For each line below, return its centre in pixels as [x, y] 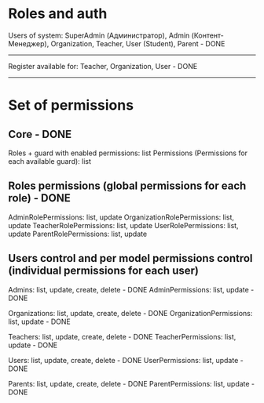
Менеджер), [29, 43]
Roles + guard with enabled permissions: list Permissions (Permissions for [128, 153]
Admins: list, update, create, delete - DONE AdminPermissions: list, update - [131, 289]
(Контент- [207, 35]
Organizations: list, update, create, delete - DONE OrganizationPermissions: [130, 313]
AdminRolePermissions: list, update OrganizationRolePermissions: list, [121, 217]
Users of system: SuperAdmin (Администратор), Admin [99, 35]
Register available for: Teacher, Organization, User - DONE [103, 66]
